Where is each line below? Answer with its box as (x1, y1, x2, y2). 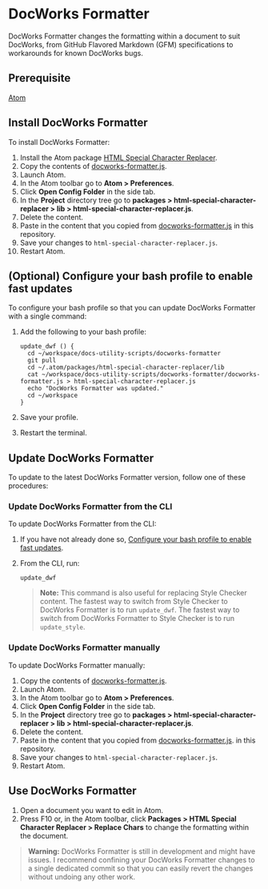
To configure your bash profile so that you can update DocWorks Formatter (8, 303, 256, 313)
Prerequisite (8, 71, 71, 85)
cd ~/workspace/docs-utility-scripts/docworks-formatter (27, 350, 222, 358)
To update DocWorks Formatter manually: (8, 660, 146, 670)
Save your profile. (19, 413, 78, 422)
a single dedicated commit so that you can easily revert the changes (27, 863, 254, 873)
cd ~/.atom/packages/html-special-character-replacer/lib (27, 363, 225, 372)
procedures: (8, 481, 49, 491)
